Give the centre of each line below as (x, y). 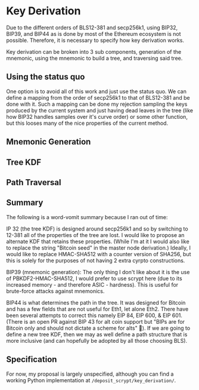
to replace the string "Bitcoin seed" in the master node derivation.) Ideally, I (99, 248)
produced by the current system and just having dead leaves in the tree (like (100, 110)
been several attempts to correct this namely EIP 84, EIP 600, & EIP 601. (94, 315)
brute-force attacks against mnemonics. (55, 291)
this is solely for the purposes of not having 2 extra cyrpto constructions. (96, 260)
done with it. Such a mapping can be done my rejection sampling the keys (97, 104)
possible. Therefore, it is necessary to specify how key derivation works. (95, 40)
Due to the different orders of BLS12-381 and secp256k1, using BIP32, (92, 27)
